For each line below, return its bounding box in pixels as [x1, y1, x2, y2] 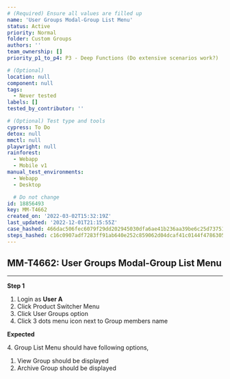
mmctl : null [7, 136, 41, 144]
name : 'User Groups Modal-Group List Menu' [7, 16, 133, 23]
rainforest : [7, 149, 41, 156]
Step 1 [7, 282, 25, 290]
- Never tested [13, 93, 57, 99]
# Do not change [13, 193, 60, 201]
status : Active [7, 23, 51, 29]
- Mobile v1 [13, 162, 48, 169]
